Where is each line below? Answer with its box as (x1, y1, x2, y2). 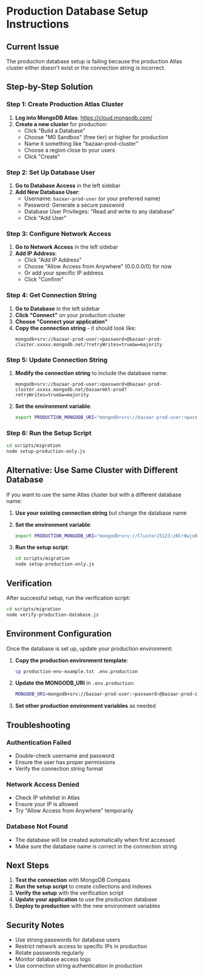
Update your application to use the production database (15, 896, 157, 903)
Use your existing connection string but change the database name (15, 509, 187, 516)
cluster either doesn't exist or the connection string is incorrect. (6, 64, 166, 71)
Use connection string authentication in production (15, 962, 143, 970)
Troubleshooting (6, 720, 71, 730)
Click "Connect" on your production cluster (15, 311, 126, 318)
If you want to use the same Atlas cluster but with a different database (6, 491, 182, 498)
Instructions (6, 17, 69, 31)
